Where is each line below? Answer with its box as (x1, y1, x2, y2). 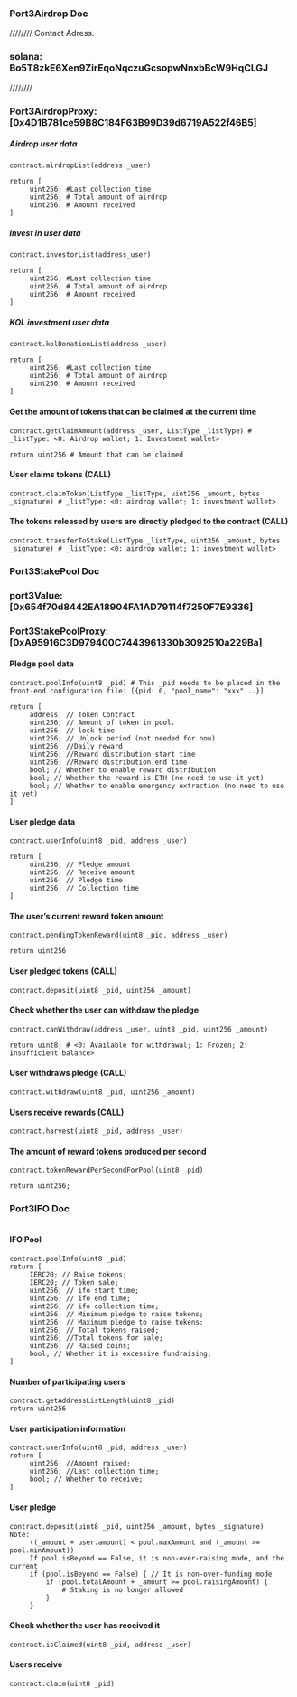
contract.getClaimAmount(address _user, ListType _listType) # (9, 426, 253, 436)
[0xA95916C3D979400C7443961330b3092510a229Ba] (9, 636, 264, 648)
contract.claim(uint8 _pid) (9, 1679, 116, 1688)
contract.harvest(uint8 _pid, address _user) (9, 1127, 183, 1136)
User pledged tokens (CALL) (9, 966, 117, 976)
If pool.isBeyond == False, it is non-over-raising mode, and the (29, 1553, 284, 1562)
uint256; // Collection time (29, 884, 140, 893)
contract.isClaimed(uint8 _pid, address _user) (9, 1640, 192, 1649)
